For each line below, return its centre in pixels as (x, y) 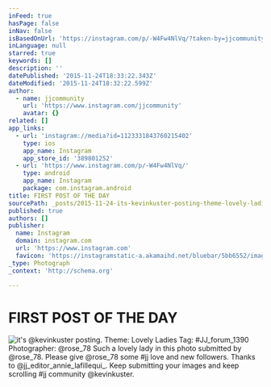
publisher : (27, 226)
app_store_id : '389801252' (68, 158)
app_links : (27, 128)
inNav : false (30, 31)
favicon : (30, 256)
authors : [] (28, 218)
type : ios (40, 143)
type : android (46, 173)
